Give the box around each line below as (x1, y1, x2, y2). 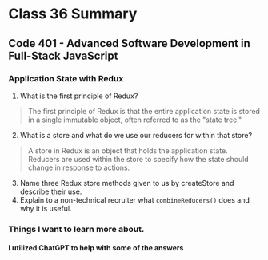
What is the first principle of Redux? (19, 91, 138, 100)
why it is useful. (19, 203, 72, 213)
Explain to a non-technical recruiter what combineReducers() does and (19, 195, 250, 204)
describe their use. (19, 187, 82, 196)
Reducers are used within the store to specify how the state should (27, 154, 250, 163)
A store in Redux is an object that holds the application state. (27, 145, 228, 156)
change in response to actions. (27, 163, 130, 172)
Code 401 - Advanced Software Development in (8, 37, 250, 50)
